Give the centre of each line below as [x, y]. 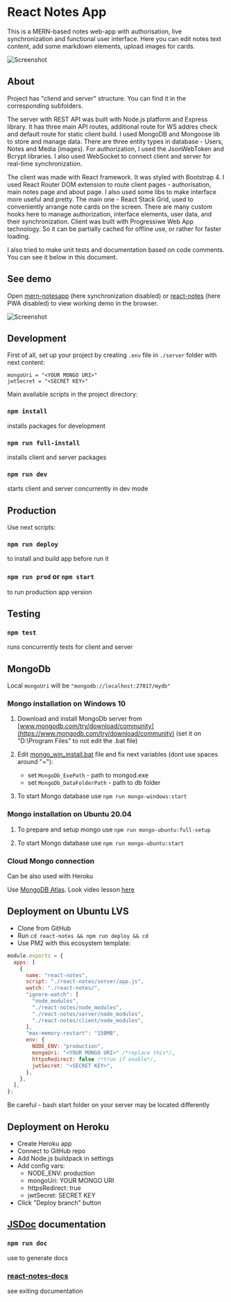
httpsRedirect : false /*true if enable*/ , [94, 1059]
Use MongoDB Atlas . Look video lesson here [71, 890]
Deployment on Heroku [58, 1127]
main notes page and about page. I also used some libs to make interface [112, 191]
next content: [26, 363]
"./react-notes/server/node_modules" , [88, 1014]
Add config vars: [41, 1166]
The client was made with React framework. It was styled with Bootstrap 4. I [116, 177]
